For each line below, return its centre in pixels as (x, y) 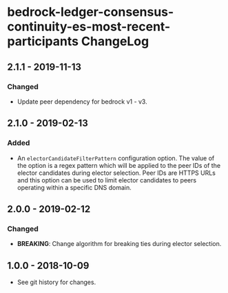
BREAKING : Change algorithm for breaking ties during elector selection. (119, 244)
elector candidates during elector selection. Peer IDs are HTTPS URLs (116, 173)
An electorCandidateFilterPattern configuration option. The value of (116, 158)
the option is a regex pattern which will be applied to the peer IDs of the (119, 165)
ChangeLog (115, 41)
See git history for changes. (56, 282)
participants (43, 41)
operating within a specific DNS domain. (74, 187)
